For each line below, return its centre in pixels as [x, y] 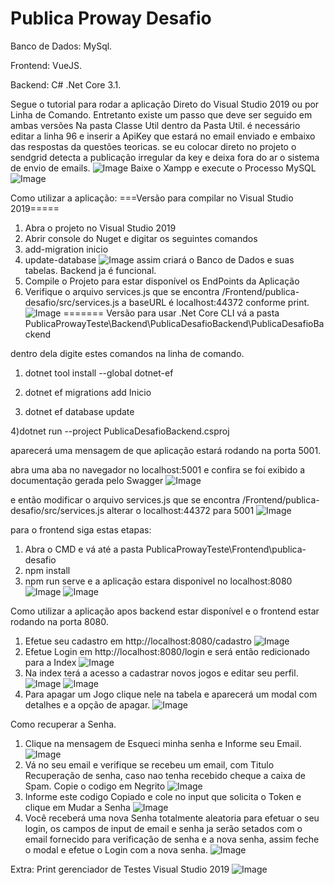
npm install [47, 570]
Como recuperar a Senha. [63, 724]
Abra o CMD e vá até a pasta [84, 549]
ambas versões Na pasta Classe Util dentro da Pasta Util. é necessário [155, 125]
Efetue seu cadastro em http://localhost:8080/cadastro [138, 641]
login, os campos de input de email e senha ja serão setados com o [163, 828]
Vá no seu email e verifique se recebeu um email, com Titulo [149, 764]
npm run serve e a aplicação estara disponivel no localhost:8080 [158, 581]
